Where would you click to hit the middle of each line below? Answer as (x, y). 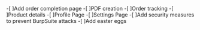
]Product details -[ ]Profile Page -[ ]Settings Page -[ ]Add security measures (100, 15)
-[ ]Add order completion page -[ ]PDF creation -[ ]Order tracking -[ (90, 9)
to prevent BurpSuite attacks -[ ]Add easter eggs (66, 21)
